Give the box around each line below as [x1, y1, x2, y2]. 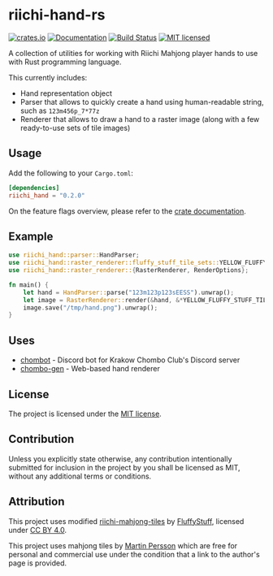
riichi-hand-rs [8, 6, 106, 24]
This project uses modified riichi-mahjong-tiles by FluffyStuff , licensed [8, 516, 245, 526]
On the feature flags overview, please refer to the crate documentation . [8, 206, 246, 216]
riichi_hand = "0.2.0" [8, 191, 85, 200]
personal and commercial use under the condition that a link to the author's [8, 549, 260, 559]
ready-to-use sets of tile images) [19, 123, 131, 132]
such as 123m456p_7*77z [19, 106, 100, 115]
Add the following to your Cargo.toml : [8, 168, 134, 178]
